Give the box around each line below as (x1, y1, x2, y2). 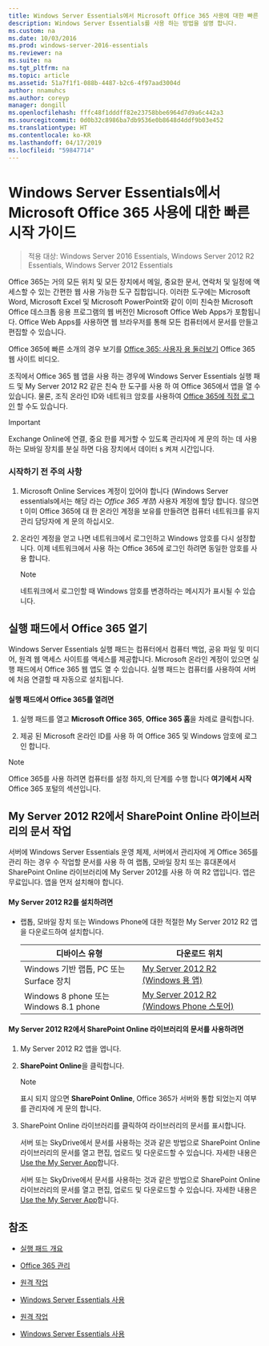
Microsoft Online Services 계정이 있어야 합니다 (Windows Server (19, 486, 229, 496)
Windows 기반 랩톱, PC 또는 (23, 963, 126, 974)
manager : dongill (8, 101, 66, 109)
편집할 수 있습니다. (8, 327, 66, 337)
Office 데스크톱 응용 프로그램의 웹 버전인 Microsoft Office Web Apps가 (8, 307, 234, 317)
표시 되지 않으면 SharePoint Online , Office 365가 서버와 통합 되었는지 (19, 1093, 243, 1103)
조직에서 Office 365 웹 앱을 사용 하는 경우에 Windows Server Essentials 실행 (8, 371, 252, 381)
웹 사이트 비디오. (8, 354, 60, 364)
